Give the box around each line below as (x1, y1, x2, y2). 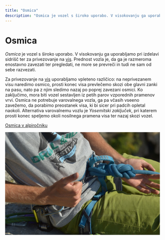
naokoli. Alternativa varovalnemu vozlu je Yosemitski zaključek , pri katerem (5, 108, 157, 114)
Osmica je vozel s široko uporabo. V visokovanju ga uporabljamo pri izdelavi (5, 51, 159, 57)
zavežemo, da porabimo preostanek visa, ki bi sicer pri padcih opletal (5, 102, 146, 108)
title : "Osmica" (5, 8, 38, 13)
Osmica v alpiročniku (5, 122, 48, 128)
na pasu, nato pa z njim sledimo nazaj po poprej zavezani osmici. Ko (5, 87, 143, 93)
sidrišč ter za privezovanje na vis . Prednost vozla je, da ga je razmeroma (5, 57, 152, 62)
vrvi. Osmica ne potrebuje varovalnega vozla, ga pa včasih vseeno (5, 97, 139, 103)
